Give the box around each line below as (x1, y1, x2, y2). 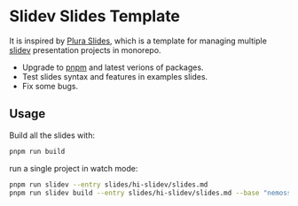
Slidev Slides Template (9, 6, 180, 27)
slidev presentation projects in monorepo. (9, 44, 161, 55)
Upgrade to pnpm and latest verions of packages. (21, 62, 204, 72)
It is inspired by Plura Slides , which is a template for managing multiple (9, 35, 268, 46)
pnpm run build (9, 147, 66, 156)
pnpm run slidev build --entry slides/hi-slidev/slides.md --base (9, 188, 260, 197)
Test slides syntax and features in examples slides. (21, 71, 208, 81)
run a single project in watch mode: (9, 163, 138, 173)
